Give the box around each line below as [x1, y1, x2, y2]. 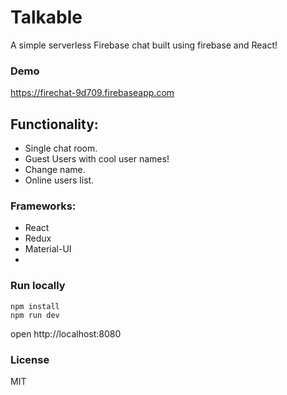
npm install [10, 301, 60, 311]
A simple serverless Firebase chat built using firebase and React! [10, 39, 278, 51]
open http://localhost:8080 [10, 327, 122, 340]
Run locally [10, 279, 66, 293]
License [10, 352, 50, 366]
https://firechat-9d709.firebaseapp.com [10, 87, 175, 99]
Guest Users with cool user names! [24, 153, 170, 165]
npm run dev [10, 310, 60, 320]
